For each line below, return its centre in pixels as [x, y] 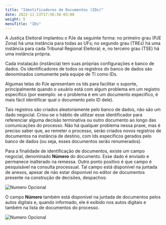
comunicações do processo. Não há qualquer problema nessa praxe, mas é [83, 125]
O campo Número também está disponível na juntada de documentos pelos [83, 197]
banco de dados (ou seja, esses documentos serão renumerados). [74, 141]
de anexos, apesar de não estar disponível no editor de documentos [75, 172]
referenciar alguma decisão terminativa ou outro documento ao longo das [81, 120]
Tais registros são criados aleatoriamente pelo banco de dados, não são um [83, 109]
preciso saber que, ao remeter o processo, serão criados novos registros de [83, 131]
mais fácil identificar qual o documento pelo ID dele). [59, 100]
